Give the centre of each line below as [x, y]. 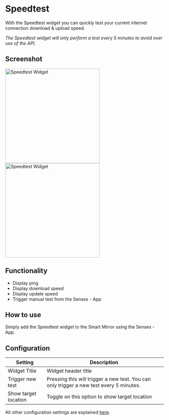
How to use [23, 315]
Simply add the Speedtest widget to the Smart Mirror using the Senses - [80, 327]
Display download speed [38, 288]
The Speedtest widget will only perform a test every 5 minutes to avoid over [84, 38]
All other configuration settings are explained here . [58, 412]
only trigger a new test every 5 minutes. [94, 385]
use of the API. [21, 43]
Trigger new [22, 379]
